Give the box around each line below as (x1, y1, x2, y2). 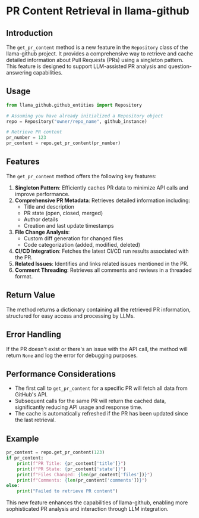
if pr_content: (6, 455, 44, 461)
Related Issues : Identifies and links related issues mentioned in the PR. (14, 260, 189, 267)
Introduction (6, 28, 53, 38)
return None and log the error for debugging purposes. (6, 352, 138, 359)
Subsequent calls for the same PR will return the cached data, (14, 398, 166, 405)
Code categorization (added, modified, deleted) (23, 241, 141, 248)
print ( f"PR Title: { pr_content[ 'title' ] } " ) (17, 460, 127, 466)
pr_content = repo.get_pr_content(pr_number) (6, 140, 121, 147)
